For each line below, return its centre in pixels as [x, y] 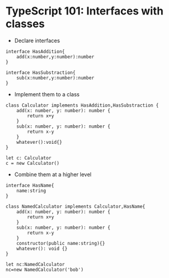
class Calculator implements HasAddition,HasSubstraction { [82, 105]
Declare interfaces [37, 40]
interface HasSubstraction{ [41, 73]
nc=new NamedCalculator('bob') [45, 270]
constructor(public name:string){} [61, 243]
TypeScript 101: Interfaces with [84, 11]
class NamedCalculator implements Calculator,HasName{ [76, 206]
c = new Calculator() [33, 163]
